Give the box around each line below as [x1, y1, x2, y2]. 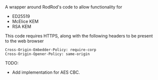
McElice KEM [12, 19, 39, 24]
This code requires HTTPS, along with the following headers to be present [5, 33, 153, 39]
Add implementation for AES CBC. [12, 69, 80, 75]
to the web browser [5, 38, 44, 44]
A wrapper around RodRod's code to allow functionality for [5, 4, 123, 10]
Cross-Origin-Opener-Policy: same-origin [5, 52, 90, 56]
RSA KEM [12, 24, 32, 29]
